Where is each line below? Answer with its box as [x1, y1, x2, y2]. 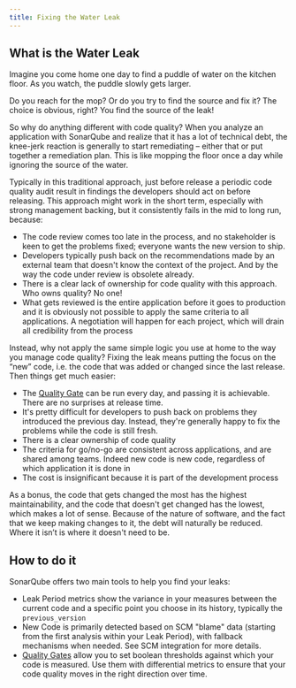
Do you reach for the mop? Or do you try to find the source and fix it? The [9, 96, 277, 106]
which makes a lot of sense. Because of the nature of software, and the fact [9, 508, 285, 519]
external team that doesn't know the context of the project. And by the [21, 260, 278, 271]
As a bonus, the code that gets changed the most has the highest [9, 490, 247, 501]
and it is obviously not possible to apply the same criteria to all [21, 307, 249, 317]
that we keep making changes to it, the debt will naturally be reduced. [9, 518, 263, 529]
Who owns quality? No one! [21, 288, 123, 299]
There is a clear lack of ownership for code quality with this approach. [21, 279, 277, 289]
